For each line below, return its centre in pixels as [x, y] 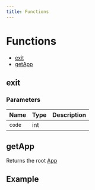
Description [69, 115]
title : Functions [28, 12]
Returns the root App [32, 161]
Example [23, 179]
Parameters [23, 99]
